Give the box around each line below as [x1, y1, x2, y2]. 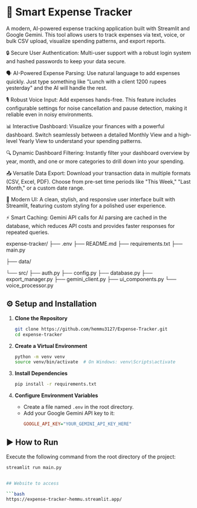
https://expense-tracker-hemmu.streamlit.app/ [6, 496, 122, 503]
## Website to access [6, 480, 59, 486]
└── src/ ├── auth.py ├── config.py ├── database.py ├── [6, 269, 153, 276]
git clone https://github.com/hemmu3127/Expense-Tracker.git [14, 326, 168, 332]
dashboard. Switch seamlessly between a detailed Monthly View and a [6, 131, 178, 138]
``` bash [6, 491, 25, 497]
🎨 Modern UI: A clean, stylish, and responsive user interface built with [6, 196, 175, 203]
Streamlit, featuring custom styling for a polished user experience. [6, 202, 166, 209]
